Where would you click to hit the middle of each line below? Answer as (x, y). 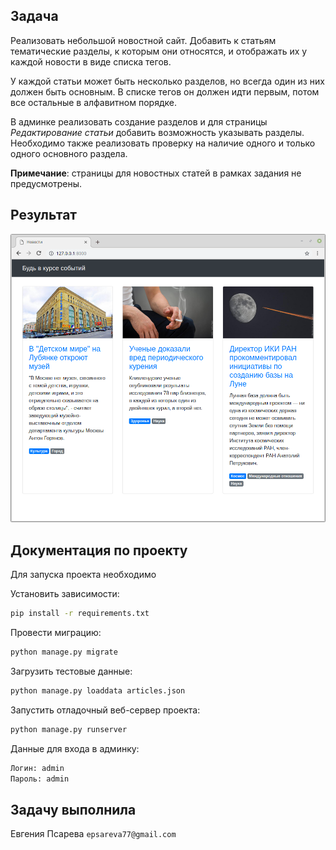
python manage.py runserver (69, 729)
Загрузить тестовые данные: (71, 671)
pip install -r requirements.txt (80, 614)
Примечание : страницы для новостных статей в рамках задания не (156, 173)
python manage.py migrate (64, 652)
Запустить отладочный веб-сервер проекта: (105, 710)
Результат (44, 215)
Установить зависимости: (65, 594)
